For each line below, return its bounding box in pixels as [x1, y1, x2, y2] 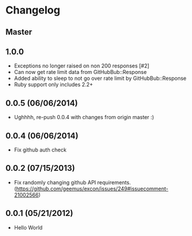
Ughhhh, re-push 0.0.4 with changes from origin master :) [14, 114, 154, 121]
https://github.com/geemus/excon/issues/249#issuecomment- [16, 185, 169, 192]
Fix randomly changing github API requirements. [14, 178, 132, 186]
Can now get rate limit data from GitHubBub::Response [14, 69, 147, 76]
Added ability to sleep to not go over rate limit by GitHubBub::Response [14, 75, 187, 82]
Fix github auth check [14, 146, 67, 153]
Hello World [14, 224, 43, 231]
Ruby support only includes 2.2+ [14, 81, 93, 88]
